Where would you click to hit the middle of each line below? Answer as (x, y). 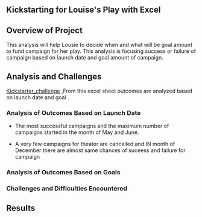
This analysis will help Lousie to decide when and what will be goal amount (99, 45)
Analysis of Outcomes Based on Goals (63, 173)
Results (21, 208)
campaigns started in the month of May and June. (77, 132)
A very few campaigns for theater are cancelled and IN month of (95, 144)
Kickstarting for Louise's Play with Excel (84, 10)
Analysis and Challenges (54, 77)
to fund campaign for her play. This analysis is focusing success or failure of (101, 51)
